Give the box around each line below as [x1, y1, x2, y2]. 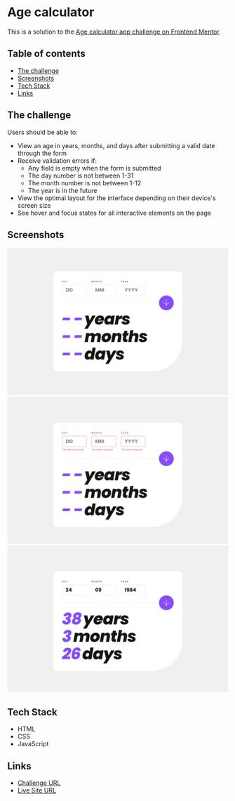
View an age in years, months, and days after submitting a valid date [17, 141, 215, 150]
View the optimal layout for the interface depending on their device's [17, 194, 216, 202]
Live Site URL [17, 786, 57, 795]
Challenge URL [17, 779, 61, 787]
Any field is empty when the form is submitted [27, 164, 161, 172]
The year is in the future [27, 186, 98, 194]
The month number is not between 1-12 [27, 178, 142, 187]
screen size [17, 201, 51, 209]
